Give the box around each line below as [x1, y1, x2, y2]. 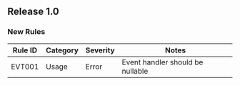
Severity [85, 45, 116, 55]
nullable [121, 66, 149, 76]
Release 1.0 [7, 6, 59, 18]
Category [46, 45, 79, 55]
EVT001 [11, 62, 39, 72]
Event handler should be [121, 57, 204, 67]
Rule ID [12, 45, 38, 55]
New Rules [7, 27, 46, 37]
